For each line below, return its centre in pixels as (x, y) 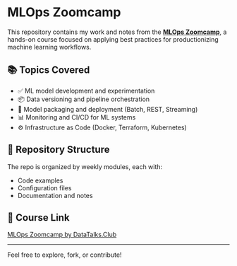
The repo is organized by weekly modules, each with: (85, 166)
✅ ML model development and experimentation (86, 91)
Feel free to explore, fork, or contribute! (65, 255)
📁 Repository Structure (59, 150)
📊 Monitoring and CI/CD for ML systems (77, 117)
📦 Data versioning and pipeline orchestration (84, 99)
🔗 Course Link (38, 218)
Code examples (40, 180)
